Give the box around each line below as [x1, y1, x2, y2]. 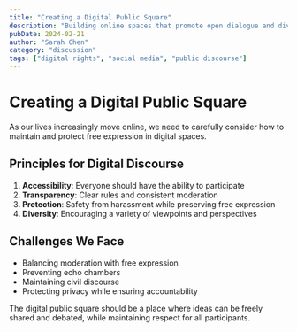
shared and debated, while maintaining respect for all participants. [9, 312, 251, 323]
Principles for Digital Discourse [9, 157, 184, 172]
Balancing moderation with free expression [21, 258, 179, 268]
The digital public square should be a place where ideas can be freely [9, 303, 263, 313]
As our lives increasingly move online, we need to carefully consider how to [9, 121, 285, 132]
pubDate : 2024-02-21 [9, 29, 86, 38]
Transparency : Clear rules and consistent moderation [21, 189, 218, 200]
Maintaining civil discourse [21, 276, 120, 287]
